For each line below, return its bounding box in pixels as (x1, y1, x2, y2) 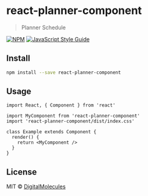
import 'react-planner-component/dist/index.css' (6, 118, 135, 125)
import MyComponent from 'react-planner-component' (6, 113, 140, 119)
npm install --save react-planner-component (6, 69, 121, 75)
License (6, 167, 37, 177)
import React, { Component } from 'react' (6, 102, 116, 108)
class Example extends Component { (6, 129, 97, 135)
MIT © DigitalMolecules (6, 183, 66, 191)
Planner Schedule (21, 24, 66, 31)
